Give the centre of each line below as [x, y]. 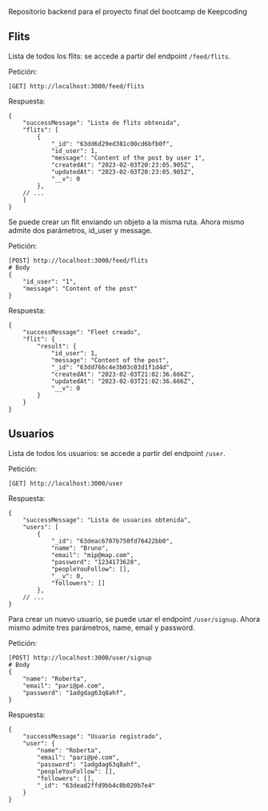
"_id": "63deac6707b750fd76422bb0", [112, 541]
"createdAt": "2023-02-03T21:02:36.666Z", [123, 374]
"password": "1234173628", [96, 562]
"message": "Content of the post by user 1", [128, 158]
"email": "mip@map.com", [92, 555]
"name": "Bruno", [80, 548]
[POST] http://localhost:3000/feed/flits [78, 260]
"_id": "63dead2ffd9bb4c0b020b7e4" [96, 785]
